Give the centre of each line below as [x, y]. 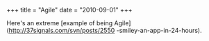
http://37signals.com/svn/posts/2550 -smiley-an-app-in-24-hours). [105, 30]
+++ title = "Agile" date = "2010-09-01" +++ [69, 10]
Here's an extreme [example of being [60, 23]
